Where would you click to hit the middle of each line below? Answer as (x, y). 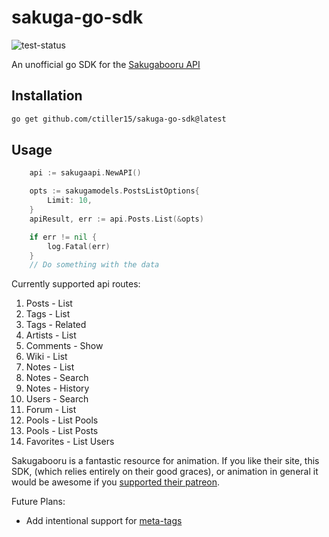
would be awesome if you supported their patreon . (116, 482)
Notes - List (50, 367)
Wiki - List (46, 357)
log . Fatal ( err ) (79, 246)
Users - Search (57, 399)
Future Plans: (38, 502)
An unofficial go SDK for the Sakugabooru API (106, 64)
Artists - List (51, 335)
